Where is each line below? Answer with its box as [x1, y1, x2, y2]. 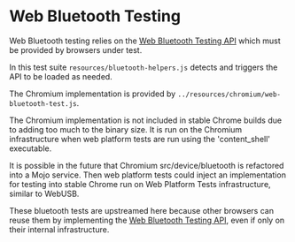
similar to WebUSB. [9, 188, 80, 199]
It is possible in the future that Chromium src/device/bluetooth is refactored [9, 160, 284, 170]
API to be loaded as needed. [9, 71, 113, 81]
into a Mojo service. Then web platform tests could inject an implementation [9, 170, 286, 180]
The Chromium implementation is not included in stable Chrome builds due [9, 115, 282, 125]
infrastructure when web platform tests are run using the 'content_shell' [9, 133, 271, 144]
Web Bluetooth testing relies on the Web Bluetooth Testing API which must [9, 35, 281, 46]
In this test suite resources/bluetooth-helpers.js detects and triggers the [9, 62, 278, 72]
